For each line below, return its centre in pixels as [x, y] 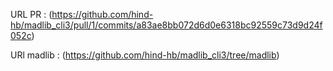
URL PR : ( [31, 14]
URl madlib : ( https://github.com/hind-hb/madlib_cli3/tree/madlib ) [145, 55]
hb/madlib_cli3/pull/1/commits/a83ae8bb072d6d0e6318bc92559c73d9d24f [166, 25]
